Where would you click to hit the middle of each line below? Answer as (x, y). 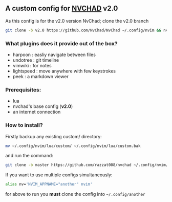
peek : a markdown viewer (41, 76)
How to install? (24, 125)
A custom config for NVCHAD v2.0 (62, 8)
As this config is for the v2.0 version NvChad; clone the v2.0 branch (77, 21)
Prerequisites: (23, 89)
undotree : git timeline (36, 60)
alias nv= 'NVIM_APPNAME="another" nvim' (49, 185)
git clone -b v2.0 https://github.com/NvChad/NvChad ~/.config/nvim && (83, 30)
